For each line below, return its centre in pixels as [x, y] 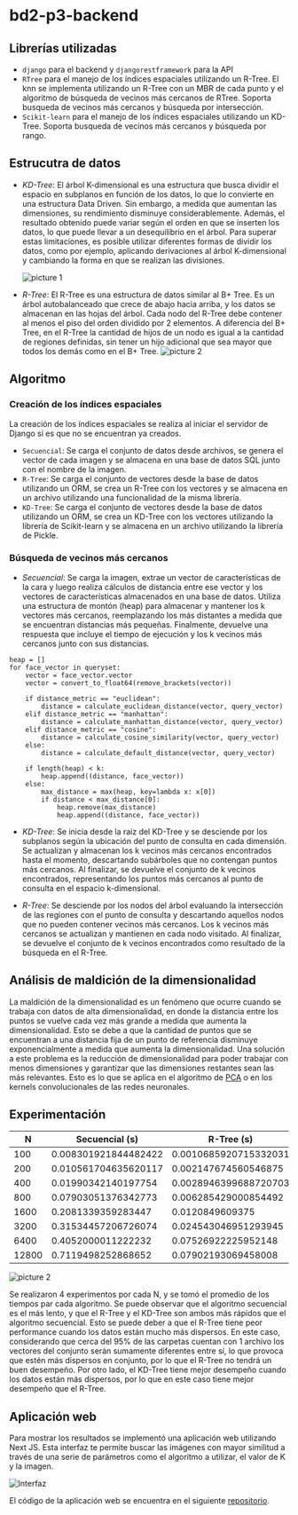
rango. [34, 135]
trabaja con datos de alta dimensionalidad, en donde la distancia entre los [144, 1011]
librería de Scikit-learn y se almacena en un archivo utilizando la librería [153, 525]
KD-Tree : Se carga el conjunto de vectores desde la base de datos [142, 507]
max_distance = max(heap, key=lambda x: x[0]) [129, 792]
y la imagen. [31, 1466]
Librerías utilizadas [63, 48]
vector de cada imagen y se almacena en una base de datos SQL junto [151, 460]
